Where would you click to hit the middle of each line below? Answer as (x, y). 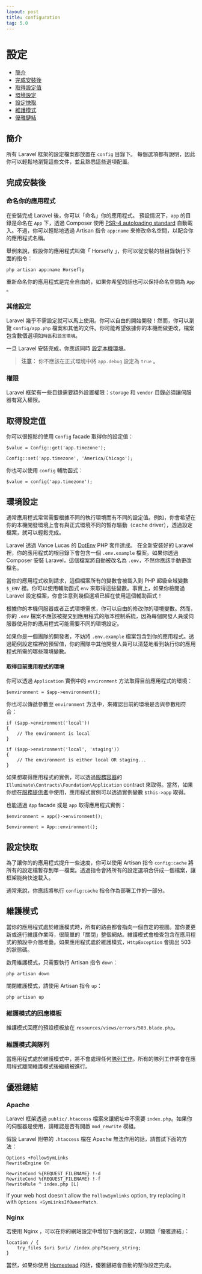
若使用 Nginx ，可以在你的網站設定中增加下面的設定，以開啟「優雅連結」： (98, 1231)
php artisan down (28, 973)
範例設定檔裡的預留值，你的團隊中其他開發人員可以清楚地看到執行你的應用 (103, 644)
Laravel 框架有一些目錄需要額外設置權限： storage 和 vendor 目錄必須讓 (94, 393)
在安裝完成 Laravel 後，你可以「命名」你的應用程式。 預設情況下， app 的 (96, 215)
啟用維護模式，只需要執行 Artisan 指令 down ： (62, 962)
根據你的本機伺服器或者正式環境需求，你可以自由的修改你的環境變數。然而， (101, 608)
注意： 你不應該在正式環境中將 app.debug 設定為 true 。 (90, 361)
